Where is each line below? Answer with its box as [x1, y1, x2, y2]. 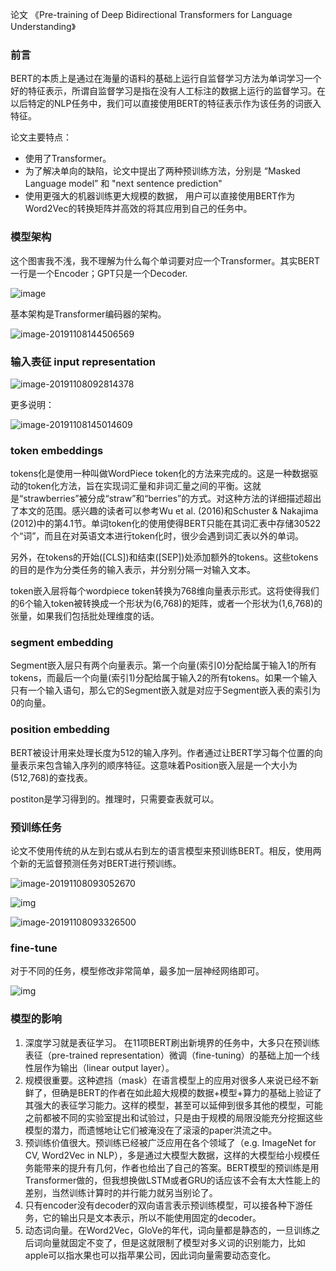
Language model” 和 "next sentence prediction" [24, 178, 223, 190]
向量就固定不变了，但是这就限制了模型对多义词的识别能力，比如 [42, 1236, 306, 1248]
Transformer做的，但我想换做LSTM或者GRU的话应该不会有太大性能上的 [24, 1174, 321, 1186]
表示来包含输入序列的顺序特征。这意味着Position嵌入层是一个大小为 [18, 759, 298, 771]
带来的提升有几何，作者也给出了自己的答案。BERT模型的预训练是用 [42, 1161, 320, 1173]
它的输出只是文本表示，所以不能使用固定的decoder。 [42, 1211, 262, 1223]
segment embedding [10, 636, 114, 650]
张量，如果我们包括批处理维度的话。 [10, 610, 160, 622]
